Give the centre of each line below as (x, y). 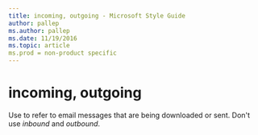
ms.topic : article (39, 46)
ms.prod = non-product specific (62, 53)
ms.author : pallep (39, 31)
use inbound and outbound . (54, 123)
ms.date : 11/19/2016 (43, 38)
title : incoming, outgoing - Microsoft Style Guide (97, 16)
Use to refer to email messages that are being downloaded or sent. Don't (129, 115)
